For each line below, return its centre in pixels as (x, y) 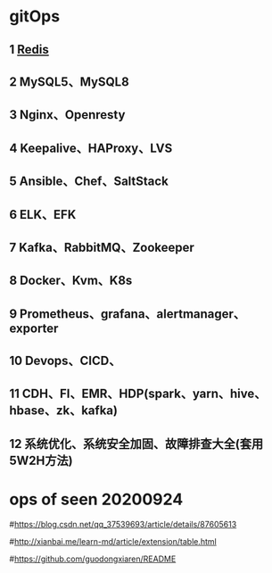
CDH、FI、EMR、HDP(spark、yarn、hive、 (144, 394)
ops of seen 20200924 (96, 499)
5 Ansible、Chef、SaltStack (89, 182)
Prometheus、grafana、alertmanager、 (132, 314)
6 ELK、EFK (43, 215)
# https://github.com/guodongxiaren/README (93, 559)
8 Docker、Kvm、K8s (71, 281)
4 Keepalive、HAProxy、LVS (91, 148)
